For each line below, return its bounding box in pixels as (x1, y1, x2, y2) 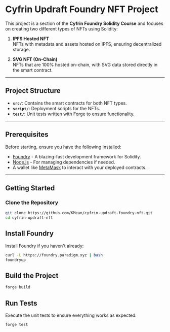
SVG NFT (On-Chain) (12, 56, 58, 62)
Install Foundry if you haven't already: (5, 243, 84, 249)
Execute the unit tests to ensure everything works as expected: (5, 312, 137, 318)
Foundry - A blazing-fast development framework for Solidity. (12, 153, 141, 159)
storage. (12, 46, 30, 52)
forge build (5, 285, 30, 290)
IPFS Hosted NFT (12, 36, 50, 42)
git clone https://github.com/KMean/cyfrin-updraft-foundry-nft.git (5, 211, 153, 216)
